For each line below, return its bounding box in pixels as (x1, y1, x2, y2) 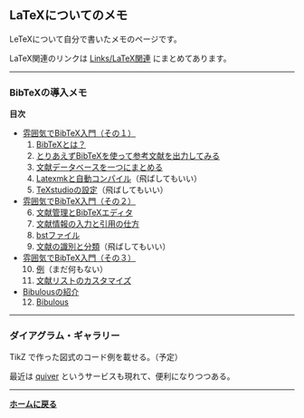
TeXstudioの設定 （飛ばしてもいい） (35, 184, 169, 196)
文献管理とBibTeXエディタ (35, 207, 133, 219)
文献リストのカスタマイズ (35, 275, 132, 287)
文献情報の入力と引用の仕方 (35, 219, 140, 229)
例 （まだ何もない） (35, 264, 109, 275)
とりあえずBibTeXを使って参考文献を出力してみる (35, 151, 220, 161)
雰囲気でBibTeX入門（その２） (22, 196, 137, 207)
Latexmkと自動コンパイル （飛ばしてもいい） (35, 173, 202, 184)
